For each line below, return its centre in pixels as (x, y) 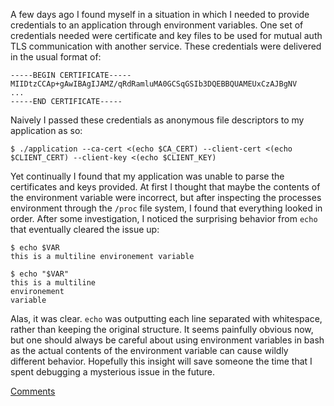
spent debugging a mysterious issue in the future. (113, 372)
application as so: (46, 130)
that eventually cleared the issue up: (85, 229)
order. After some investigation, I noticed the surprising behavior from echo (164, 218)
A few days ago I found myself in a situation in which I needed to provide (160, 14)
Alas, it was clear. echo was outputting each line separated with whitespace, (166, 318)
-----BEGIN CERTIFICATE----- (71, 75)
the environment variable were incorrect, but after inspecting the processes (166, 197)
